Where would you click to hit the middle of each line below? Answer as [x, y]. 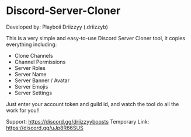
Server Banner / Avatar [42, 80]
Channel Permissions [40, 62]
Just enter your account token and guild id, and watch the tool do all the [93, 104]
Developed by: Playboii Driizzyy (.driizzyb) [57, 27]
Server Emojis [31, 86]
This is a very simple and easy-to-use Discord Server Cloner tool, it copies [96, 38]
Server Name [30, 74]
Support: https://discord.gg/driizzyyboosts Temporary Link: [78, 121]
